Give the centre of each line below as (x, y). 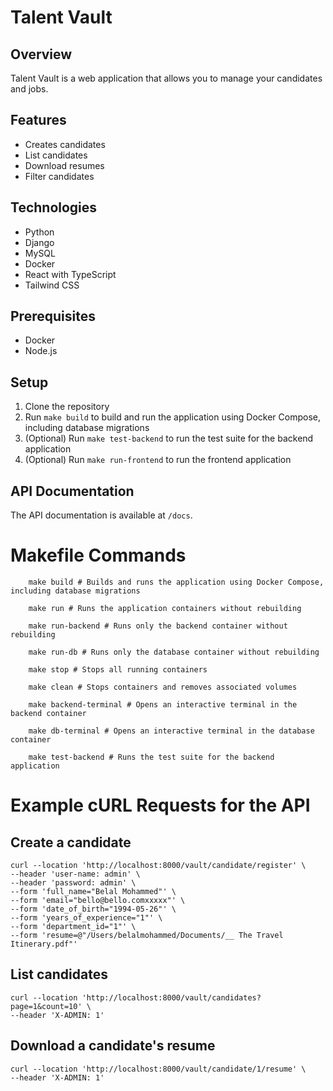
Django (39, 242)
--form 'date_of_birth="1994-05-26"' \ (93, 909)
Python (39, 232)
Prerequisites (53, 316)
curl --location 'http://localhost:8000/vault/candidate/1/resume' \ (158, 1069)
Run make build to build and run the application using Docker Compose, (172, 417)
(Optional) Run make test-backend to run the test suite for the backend (169, 438)
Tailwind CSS (52, 285)
